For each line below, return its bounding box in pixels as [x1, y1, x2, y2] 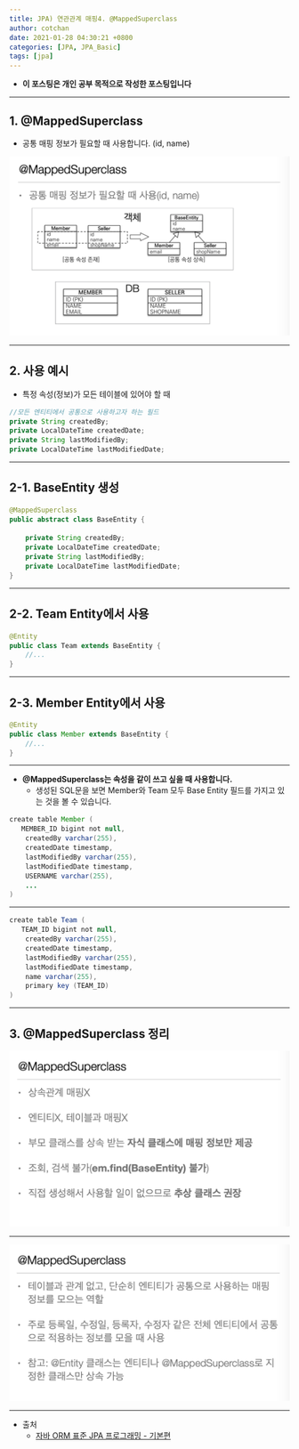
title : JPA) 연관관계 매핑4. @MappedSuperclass [9, 14, 178, 23]
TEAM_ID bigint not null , [20, 926, 117, 935]
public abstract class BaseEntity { [9, 514, 145, 524]
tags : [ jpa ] [9, 52, 53, 61]
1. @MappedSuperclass [9, 113, 144, 128]
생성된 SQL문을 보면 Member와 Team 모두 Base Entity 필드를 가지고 [35, 785, 276, 796]
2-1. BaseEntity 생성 [9, 481, 120, 496]
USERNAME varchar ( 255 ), [25, 871, 114, 880]
